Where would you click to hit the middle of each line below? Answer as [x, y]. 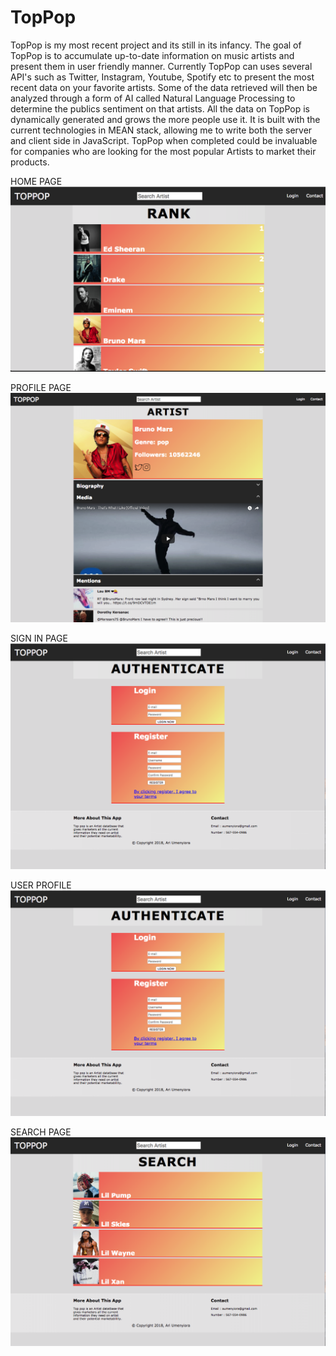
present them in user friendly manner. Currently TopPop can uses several [161, 66]
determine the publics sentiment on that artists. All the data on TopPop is [160, 108]
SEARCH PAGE [41, 1132]
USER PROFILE [41, 885]
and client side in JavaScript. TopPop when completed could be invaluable [164, 140]
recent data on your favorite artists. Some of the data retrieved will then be [164, 87]
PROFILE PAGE [41, 388]
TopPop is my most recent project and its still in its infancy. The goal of [156, 45]
